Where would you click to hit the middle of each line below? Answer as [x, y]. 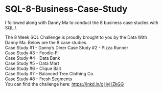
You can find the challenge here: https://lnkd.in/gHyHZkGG [64, 84]
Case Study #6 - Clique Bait [33, 68]
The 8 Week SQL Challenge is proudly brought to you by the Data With [76, 37]
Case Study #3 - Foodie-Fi [32, 53]
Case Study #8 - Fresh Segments [39, 79]
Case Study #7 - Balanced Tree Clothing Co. [50, 73]
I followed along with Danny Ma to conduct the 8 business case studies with [82, 23]
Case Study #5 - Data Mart [32, 63]
